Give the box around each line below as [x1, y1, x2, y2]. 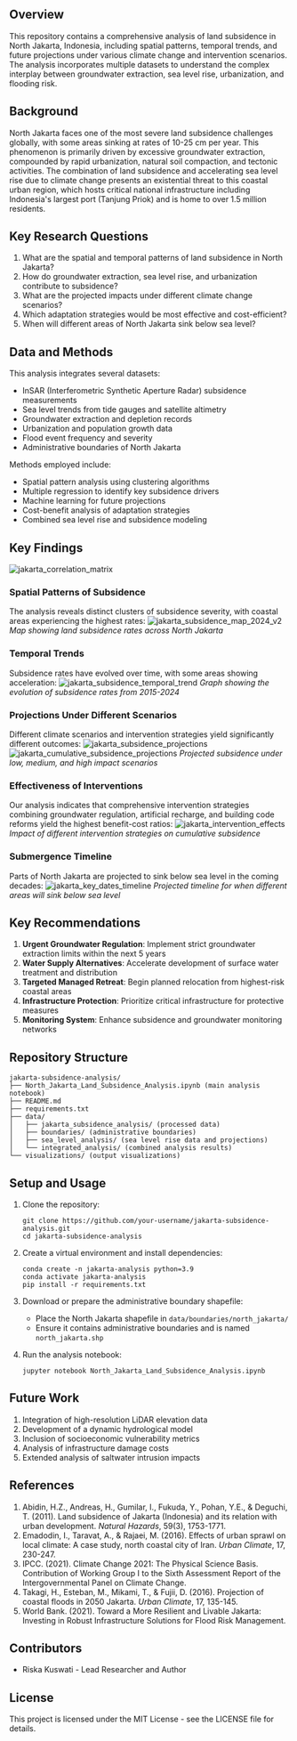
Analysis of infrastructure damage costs [21, 1442, 169, 1454]
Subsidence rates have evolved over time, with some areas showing [9, 668, 259, 678]
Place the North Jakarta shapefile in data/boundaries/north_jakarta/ [35, 1313, 289, 1324]
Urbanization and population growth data [21, 423, 173, 434]
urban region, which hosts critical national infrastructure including [9, 184, 251, 195]
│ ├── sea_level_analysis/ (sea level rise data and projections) [9, 1136, 269, 1145]
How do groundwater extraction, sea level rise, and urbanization [21, 271, 258, 282]
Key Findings [9, 540, 84, 555]
